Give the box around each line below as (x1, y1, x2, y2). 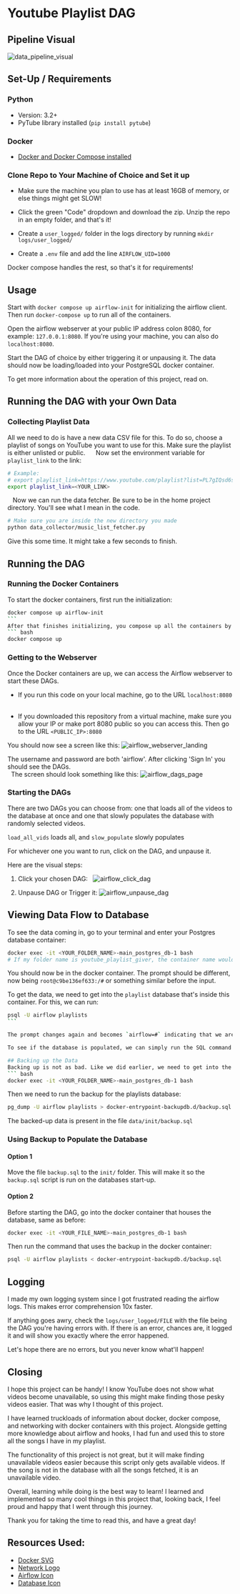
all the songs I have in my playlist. (7, 1436, 106, 1445)
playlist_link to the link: (7, 456, 82, 464)
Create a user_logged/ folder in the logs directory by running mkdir (17, 229, 214, 238)
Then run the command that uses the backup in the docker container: (7, 1242, 212, 1251)
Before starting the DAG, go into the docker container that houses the (7, 1207, 212, 1216)
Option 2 (7, 1192, 34, 1200)
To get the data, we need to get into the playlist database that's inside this (7, 990, 230, 999)
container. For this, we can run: (7, 998, 99, 1007)
